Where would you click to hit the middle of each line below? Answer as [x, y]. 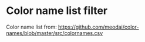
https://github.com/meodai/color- [98, 27]
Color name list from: [31, 27]
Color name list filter [57, 11]
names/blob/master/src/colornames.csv [55, 33]
